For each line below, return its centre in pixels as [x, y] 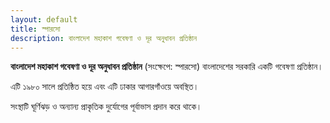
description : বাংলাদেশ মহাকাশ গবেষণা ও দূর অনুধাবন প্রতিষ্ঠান [104, 38]
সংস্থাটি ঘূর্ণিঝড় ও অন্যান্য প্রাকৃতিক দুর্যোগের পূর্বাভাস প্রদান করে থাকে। [106, 107]
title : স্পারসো [35, 29]
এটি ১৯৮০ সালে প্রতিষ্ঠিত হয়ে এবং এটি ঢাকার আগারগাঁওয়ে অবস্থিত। [105, 87]
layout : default [44, 19]
